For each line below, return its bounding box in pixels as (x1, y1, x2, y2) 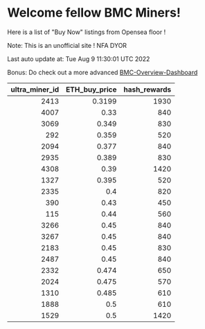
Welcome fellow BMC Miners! (7, 5, 181, 21)
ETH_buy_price (65, 85, 117, 94)
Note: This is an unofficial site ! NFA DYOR (7, 41, 127, 49)
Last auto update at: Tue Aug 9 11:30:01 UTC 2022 (7, 54, 150, 63)
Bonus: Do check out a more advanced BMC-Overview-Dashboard (7, 68, 198, 76)
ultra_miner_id (10, 85, 60, 94)
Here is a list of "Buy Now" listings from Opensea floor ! (7, 28, 166, 36)
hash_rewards (123, 85, 172, 94)
